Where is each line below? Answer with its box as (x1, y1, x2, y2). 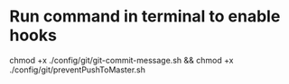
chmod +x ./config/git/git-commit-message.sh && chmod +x (9, 55, 234, 65)
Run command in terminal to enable (9, 6, 281, 27)
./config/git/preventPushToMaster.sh (9, 64, 146, 75)
